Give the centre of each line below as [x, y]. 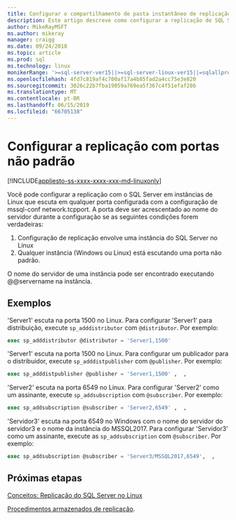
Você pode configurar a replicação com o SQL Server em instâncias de [110, 194]
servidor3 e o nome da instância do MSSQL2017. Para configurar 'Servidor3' [118, 429]
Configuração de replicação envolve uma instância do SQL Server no [117, 238]
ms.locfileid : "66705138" [45, 112]
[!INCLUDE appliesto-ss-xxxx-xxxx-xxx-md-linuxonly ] [84, 180]
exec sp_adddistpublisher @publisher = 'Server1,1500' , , [97, 374]
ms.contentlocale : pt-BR [44, 99]
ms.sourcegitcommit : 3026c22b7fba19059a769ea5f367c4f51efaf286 [102, 86]
